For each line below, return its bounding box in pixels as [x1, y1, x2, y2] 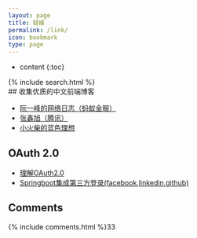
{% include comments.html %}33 [8, 222, 116, 232]
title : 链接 [8, 19, 45, 27]
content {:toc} [19, 62, 65, 71]
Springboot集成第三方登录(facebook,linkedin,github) [19, 178, 189, 187]
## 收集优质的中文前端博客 [8, 87, 95, 97]
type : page [8, 41, 44, 49]
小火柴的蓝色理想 [19, 123, 75, 133]
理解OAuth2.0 [19, 168, 64, 178]
